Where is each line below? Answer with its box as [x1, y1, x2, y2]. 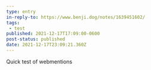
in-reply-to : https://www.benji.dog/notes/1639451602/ [6, 14, 146, 20]
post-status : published [6, 36, 66, 42]
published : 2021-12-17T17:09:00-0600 [6, 31, 100, 37]
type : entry [6, 8, 36, 15]
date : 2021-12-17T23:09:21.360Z [6, 42, 87, 48]
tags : [6, 20, 20, 26]
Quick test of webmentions [6, 58, 73, 65]
